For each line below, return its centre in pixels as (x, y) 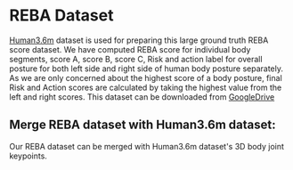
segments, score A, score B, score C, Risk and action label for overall (136, 59)
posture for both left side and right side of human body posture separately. (146, 69)
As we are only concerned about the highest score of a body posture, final (146, 77)
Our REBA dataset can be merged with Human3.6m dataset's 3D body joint (147, 146)
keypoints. (28, 156)
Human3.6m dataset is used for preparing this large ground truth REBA (139, 40)
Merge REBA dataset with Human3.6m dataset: (142, 125)
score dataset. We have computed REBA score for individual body (130, 49)
